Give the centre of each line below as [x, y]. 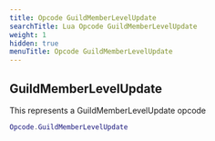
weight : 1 [28, 35]
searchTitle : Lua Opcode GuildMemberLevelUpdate [103, 26]
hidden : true [34, 43]
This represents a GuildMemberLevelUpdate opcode [108, 110]
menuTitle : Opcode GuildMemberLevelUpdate [91, 52]
